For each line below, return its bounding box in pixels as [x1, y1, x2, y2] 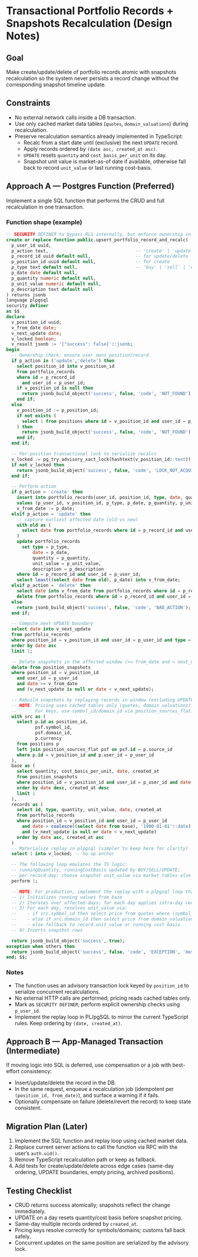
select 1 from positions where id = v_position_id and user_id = [21, 418, 186, 424]
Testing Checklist [6, 1185, 72, 1196]
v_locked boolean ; [11, 336, 57, 342]
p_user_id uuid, [11, 242, 51, 248]
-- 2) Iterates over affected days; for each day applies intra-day [11, 900, 183, 906]
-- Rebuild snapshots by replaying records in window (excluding [11, 696, 176, 703]
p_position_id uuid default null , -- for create [11, 259, 170, 265]
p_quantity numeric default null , [11, 275, 96, 281]
